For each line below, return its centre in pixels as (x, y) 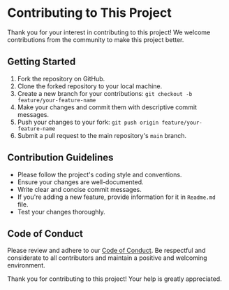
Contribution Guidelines (60, 158)
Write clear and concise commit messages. (79, 189)
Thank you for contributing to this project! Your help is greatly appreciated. (114, 279)
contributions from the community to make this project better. (96, 39)
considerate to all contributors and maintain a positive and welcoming (107, 258)
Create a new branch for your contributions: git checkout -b (105, 93)
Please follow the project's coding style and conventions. (99, 174)
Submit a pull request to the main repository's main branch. (102, 135)
